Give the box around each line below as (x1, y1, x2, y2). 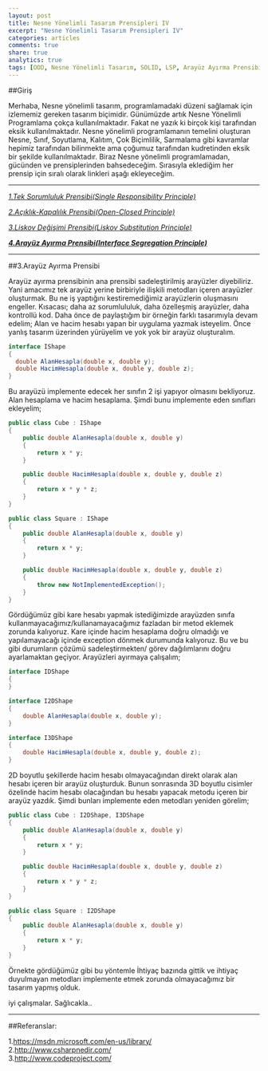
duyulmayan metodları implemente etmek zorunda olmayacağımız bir (8, 974, 235, 983)
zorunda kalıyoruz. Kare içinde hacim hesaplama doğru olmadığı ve (8, 627, 229, 636)
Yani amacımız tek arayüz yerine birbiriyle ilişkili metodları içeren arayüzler (8, 285, 253, 294)
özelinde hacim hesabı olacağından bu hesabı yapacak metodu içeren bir (8, 787, 248, 797)
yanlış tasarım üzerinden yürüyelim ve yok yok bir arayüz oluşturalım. (8, 327, 235, 337)
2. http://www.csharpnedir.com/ (8, 1045, 112, 1054)
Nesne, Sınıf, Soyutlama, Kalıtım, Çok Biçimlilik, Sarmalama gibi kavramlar (8, 135, 250, 144)
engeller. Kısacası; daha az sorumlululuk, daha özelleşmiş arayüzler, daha (8, 301, 250, 311)
